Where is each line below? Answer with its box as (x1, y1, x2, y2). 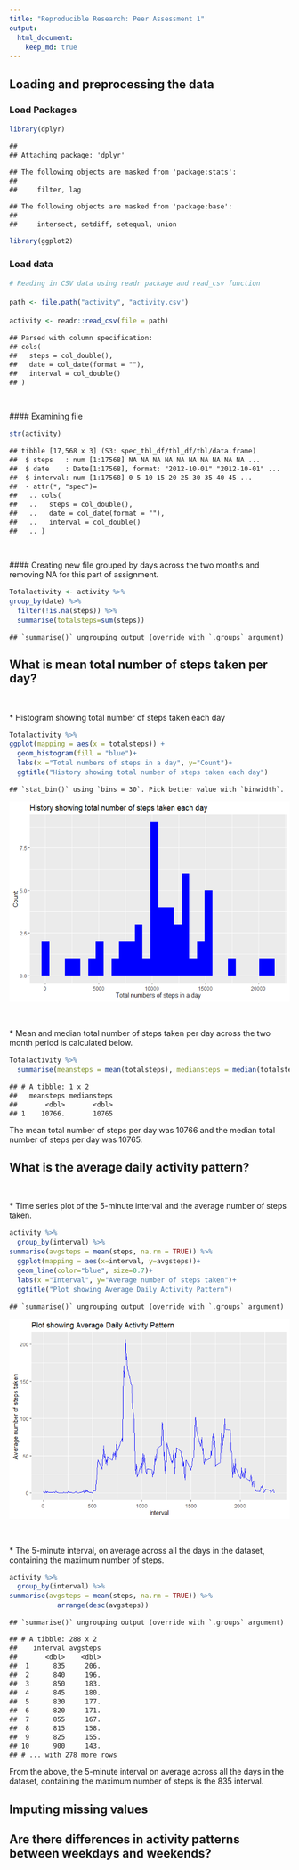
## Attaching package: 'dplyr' (9, 151, 125, 159)
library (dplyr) (9, 125, 66, 134)
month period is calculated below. (9, 1037, 133, 1048)
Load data (9, 257, 53, 270)
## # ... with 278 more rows (9, 1751, 117, 1760)
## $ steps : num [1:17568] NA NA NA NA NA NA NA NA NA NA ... (9, 455, 261, 465)
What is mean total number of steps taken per (9, 657, 269, 673)
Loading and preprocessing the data (9, 77, 214, 92)
